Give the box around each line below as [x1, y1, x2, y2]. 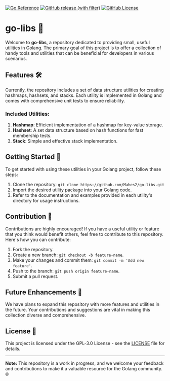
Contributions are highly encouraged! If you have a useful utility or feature [5, 226, 159, 232]
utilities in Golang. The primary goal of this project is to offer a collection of [5, 45, 161, 51]
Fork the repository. [12, 246, 54, 252]
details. [5, 345, 21, 352]
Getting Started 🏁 [5, 153, 61, 161]
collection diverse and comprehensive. [5, 312, 86, 318]
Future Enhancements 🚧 [5, 288, 82, 297]
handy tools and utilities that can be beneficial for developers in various [5, 50, 154, 56]
